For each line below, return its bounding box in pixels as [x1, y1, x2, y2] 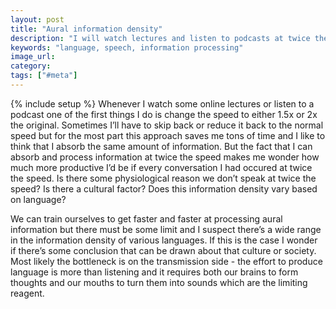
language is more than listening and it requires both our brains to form [10, 266, 299, 278]
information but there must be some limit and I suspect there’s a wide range [10, 223, 322, 235]
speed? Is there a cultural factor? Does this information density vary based [10, 182, 318, 195]
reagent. [10, 287, 45, 299]
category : [10, 61, 52, 71]
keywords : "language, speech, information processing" [10, 42, 244, 53]
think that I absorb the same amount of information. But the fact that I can [10, 140, 313, 152]
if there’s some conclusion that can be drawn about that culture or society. [10, 244, 317, 256]
